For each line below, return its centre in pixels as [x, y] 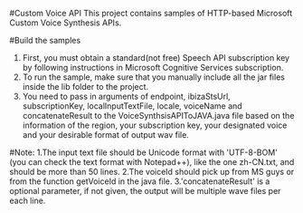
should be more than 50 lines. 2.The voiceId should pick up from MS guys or [152, 172]
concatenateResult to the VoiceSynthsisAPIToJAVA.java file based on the [158, 116]
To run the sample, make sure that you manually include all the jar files [153, 77]
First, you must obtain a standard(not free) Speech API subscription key [156, 58]
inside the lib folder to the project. [85, 87]
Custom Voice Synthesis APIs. [66, 23]
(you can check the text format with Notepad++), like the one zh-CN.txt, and [152, 162]
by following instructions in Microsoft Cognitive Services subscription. [153, 68]
